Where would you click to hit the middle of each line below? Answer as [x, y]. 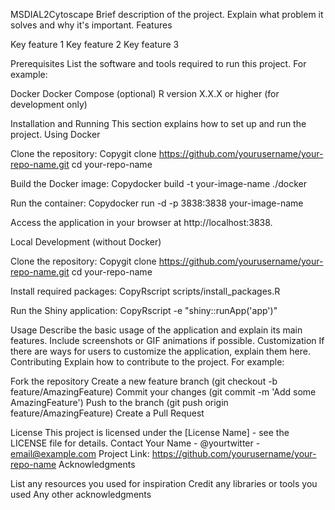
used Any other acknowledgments [81, 494]
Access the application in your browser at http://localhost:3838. [141, 222]
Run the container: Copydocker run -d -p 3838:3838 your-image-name [157, 203]
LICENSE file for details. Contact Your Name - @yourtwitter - [135, 443]
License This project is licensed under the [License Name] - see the [150, 432]
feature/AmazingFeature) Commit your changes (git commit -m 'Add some [163, 392]
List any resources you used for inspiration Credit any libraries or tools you [164, 483]
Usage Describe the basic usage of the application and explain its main [156, 330]
